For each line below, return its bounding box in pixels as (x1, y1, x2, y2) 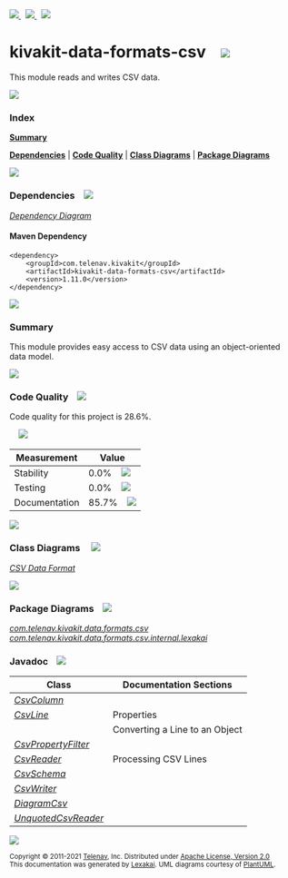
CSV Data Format (9, 562, 75, 573)
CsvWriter (14, 783, 57, 795)
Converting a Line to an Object (112, 724, 243, 736)
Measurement (15, 451, 78, 464)
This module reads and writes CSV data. (9, 72, 161, 83)
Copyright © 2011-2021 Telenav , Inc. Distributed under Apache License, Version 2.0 (9, 853, 271, 862)
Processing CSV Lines (112, 753, 207, 765)
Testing (14, 481, 46, 494)
